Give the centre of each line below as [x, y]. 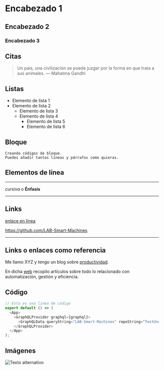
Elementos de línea [35, 173]
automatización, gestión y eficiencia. [42, 277]
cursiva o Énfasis [23, 189]
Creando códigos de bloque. [34, 153]
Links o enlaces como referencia [55, 250]
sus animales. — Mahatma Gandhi [51, 74]
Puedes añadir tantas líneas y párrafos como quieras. [62, 157]
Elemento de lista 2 [31, 106]
